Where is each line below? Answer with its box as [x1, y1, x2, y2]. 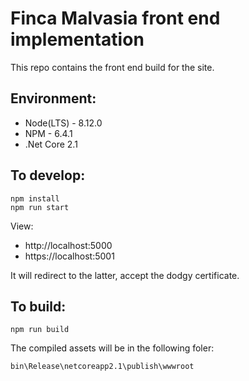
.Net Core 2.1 [24, 138, 78, 150]
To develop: [10, 167, 86, 184]
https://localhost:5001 [24, 250, 115, 262]
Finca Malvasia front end [10, 7, 221, 30]
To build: [10, 298, 67, 315]
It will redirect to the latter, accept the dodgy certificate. [10, 269, 240, 281]
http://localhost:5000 [24, 239, 113, 251]
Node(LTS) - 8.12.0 [24, 117, 103, 129]
